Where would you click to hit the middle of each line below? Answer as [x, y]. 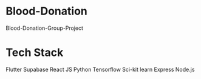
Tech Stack [35, 53]
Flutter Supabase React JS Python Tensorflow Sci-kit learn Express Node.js [100, 69]
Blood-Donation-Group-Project [44, 28]
